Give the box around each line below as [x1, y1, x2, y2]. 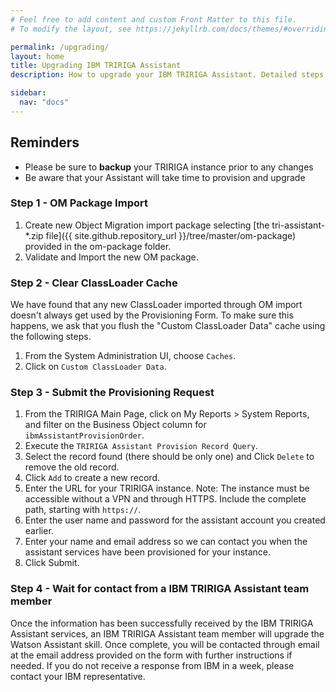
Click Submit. [24, 557, 80, 569]
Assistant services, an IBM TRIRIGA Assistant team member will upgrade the [10, 627, 325, 640]
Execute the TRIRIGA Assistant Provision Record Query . [24, 440, 258, 452]
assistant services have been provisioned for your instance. [24, 546, 272, 558]
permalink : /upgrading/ [10, 42, 110, 52]
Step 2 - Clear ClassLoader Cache [10, 276, 178, 290]
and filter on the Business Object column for [24, 419, 207, 431]
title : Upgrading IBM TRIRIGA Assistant [10, 61, 182, 71]
